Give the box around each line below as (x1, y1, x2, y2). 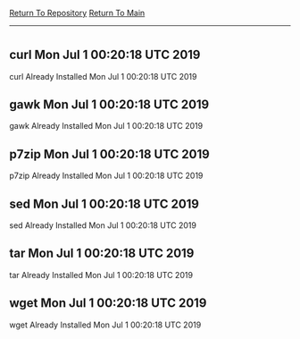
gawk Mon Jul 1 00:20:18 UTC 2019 (9, 97, 210, 112)
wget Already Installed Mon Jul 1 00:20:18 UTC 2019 (9, 319, 202, 330)
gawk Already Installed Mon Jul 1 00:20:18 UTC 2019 (9, 121, 204, 131)
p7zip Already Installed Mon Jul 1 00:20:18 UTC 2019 (9, 170, 204, 182)
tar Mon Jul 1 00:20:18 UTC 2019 (9, 246, 195, 261)
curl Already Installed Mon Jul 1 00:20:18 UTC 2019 (9, 71, 197, 81)
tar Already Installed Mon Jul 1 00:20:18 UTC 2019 (9, 269, 194, 280)
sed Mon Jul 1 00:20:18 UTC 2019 (9, 196, 199, 211)
